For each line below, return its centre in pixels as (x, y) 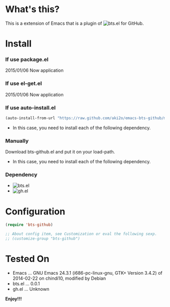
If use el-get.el (24, 83)
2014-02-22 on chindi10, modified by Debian (59, 278)
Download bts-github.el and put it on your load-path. (60, 152)
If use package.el (27, 60)
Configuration (35, 211)
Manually (17, 141)
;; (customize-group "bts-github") (43, 239)
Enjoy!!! (13, 298)
